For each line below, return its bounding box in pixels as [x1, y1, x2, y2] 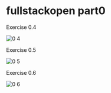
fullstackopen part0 [6, 4, 106, 18]
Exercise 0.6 [6, 69, 37, 76]
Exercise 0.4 [6, 24, 37, 31]
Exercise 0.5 [6, 46, 37, 54]
